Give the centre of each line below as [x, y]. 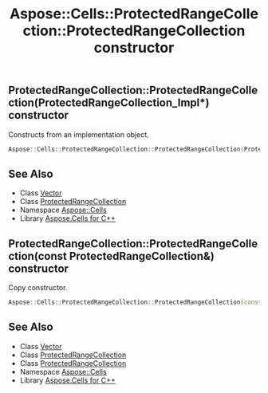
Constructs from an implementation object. [79, 134]
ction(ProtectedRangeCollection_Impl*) [109, 103]
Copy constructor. [38, 288]
